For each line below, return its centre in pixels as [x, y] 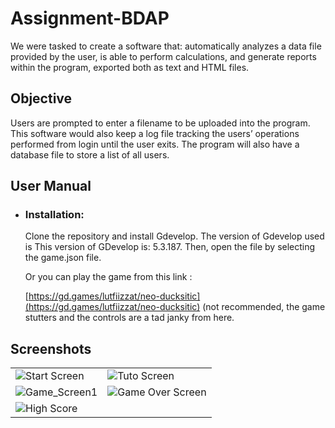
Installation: [54, 215]
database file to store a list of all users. [90, 154]
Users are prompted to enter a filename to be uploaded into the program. [160, 123]
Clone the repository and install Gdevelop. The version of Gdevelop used [174, 236]
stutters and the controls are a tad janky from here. [129, 318]
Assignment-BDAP [90, 18]
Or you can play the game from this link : [108, 277]
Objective [41, 98]
